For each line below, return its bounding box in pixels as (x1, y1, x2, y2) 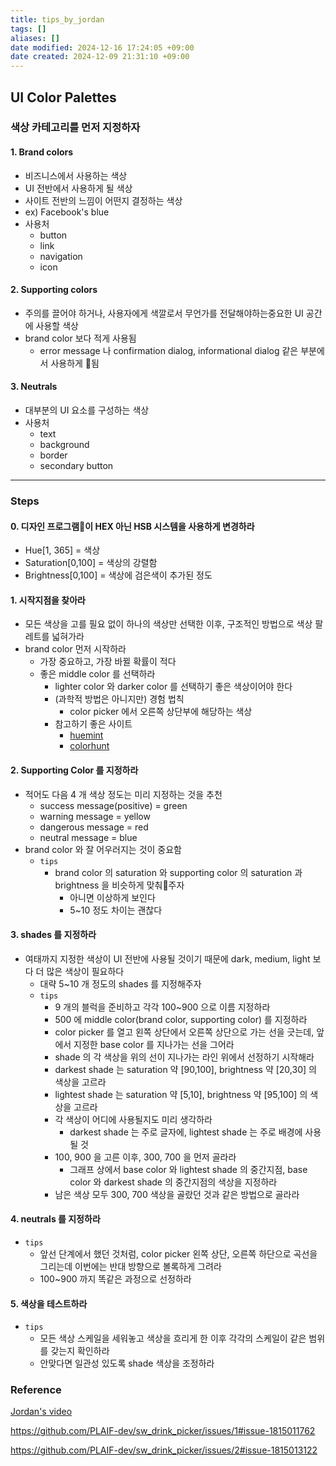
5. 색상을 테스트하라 (10, 1297, 88, 1310)
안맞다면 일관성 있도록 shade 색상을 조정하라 (39, 1357, 215, 1370)
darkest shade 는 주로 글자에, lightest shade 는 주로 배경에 (69, 1126, 303, 1138)
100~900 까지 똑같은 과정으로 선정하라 (39, 1272, 192, 1285)
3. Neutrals (10, 381, 58, 393)
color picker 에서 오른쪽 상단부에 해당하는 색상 (69, 706, 253, 718)
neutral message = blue (39, 831, 138, 843)
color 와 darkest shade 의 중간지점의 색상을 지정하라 (69, 1176, 278, 1188)
